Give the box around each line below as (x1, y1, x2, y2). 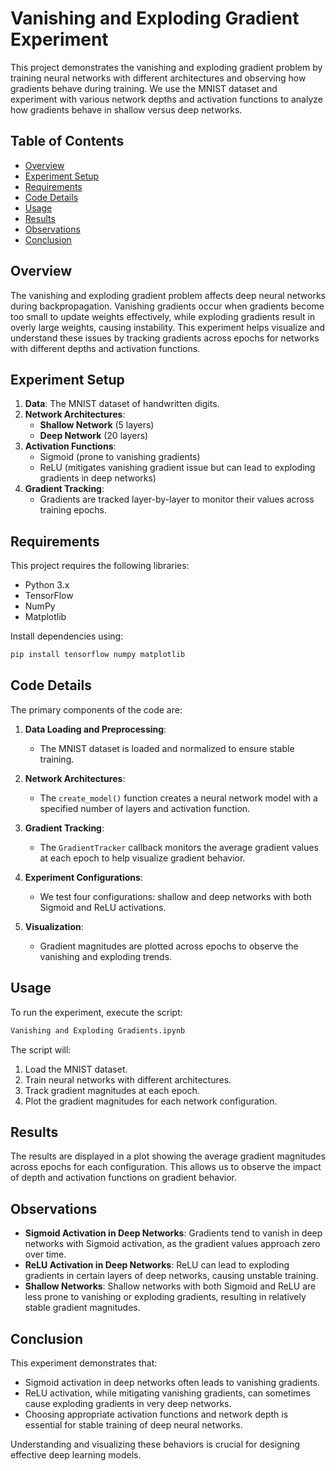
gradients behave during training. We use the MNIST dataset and (10, 82, 278, 94)
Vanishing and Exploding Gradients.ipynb (10, 1025, 186, 1036)
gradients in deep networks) (39, 472, 157, 484)
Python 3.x (24, 579, 70, 591)
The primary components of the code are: (10, 703, 183, 716)
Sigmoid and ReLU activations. (39, 901, 167, 913)
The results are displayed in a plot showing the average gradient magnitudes (10, 1150, 326, 1162)
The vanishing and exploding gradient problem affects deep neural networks (10, 289, 326, 301)
